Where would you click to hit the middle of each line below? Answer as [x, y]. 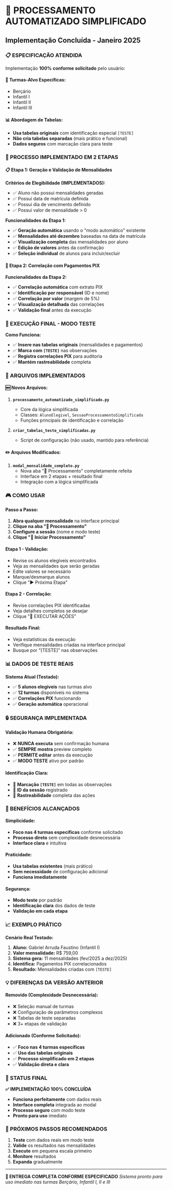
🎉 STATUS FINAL [26, 1078]
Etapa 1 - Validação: [27, 549]
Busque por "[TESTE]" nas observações [55, 650]
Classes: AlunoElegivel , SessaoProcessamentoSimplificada [82, 415]
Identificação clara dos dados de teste [54, 906]
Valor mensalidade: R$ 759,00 [45, 953]
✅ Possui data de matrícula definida [50, 199]
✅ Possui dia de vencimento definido [52, 204]
